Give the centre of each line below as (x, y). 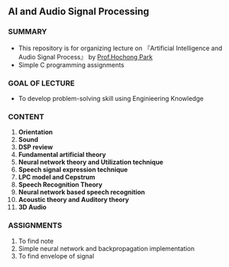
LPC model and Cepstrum (57, 177)
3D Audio (32, 207)
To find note (36, 241)
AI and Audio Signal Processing (79, 12)
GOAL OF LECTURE (41, 83)
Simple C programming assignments (71, 65)
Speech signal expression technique (73, 170)
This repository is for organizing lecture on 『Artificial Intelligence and (120, 48)
